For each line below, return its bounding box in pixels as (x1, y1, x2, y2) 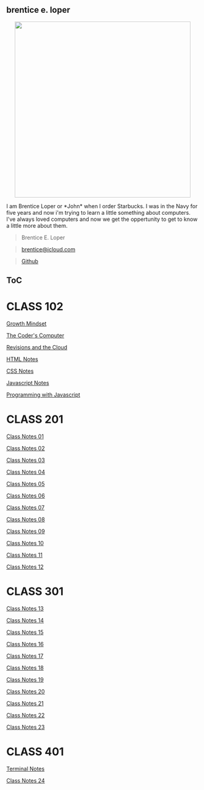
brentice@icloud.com (21, 245, 76, 253)
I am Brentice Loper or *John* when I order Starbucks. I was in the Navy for (6, 202, 198, 210)
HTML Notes (6, 356, 38, 363)
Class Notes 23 (6, 723, 45, 731)
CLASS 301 (6, 584, 64, 598)
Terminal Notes (6, 765, 45, 772)
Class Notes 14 (6, 617, 44, 624)
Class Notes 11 (6, 551, 43, 559)
